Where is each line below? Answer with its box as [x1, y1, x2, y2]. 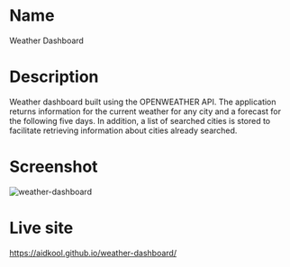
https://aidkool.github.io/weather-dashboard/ [9, 247, 177, 258]
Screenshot [9, 156, 98, 177]
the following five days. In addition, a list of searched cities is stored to [9, 115, 271, 126]
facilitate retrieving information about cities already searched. [9, 125, 238, 136]
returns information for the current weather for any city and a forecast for [9, 105, 282, 117]
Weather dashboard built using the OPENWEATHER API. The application [9, 96, 276, 107]
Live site [9, 218, 74, 238]
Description [9, 67, 99, 87]
